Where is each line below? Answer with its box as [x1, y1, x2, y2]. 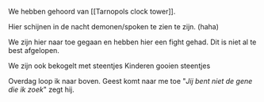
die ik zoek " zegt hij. [8, 85, 75, 94]
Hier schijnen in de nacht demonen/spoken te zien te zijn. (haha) [8, 22, 220, 31]
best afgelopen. [8, 46, 59, 55]
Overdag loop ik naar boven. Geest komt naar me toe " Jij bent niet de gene [8, 77, 253, 85]
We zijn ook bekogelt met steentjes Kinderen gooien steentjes [8, 61, 211, 70]
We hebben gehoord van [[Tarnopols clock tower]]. [8, 7, 176, 16]
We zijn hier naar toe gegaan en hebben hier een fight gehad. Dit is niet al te [8, 37, 257, 47]
